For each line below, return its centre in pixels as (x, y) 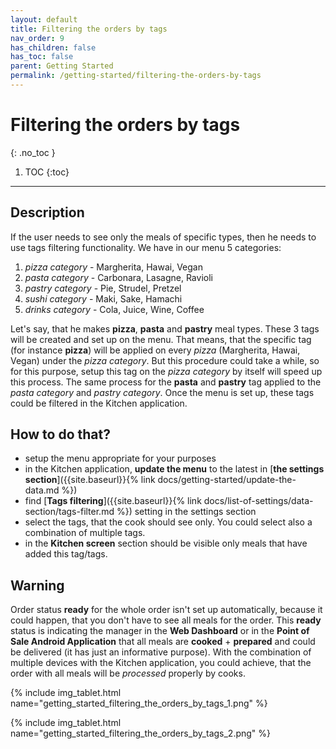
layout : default (44, 19)
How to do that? (60, 434)
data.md (42, 490)
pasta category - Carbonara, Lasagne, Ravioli (118, 277)
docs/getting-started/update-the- (227, 480)
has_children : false (53, 47)
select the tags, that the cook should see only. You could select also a (168, 522)
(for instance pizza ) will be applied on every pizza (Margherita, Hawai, (155, 350)
